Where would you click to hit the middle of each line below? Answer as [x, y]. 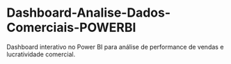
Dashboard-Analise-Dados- [89, 13]
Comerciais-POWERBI [71, 27]
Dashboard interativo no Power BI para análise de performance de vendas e [115, 47]
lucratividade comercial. [41, 54]
